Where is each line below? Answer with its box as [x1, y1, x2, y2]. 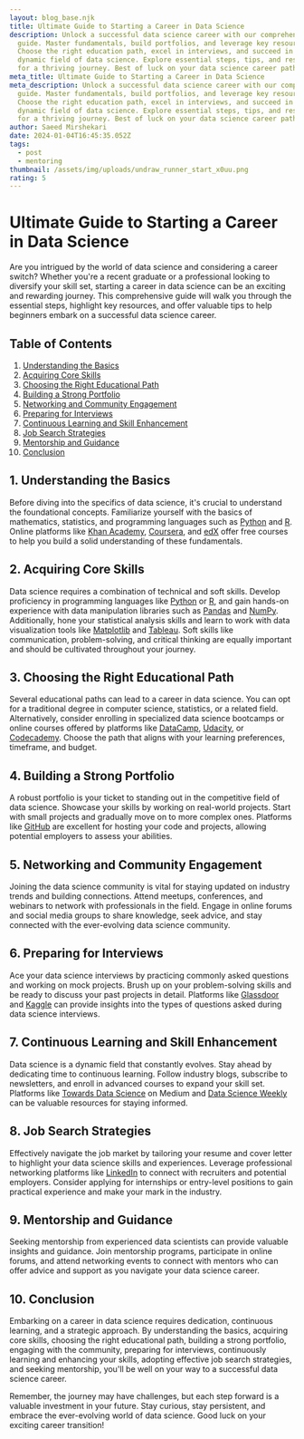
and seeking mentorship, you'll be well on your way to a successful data [9, 1364, 279, 1375]
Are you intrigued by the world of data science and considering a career [9, 262, 279, 273]
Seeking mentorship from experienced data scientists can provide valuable [9, 1236, 289, 1247]
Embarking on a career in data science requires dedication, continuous [9, 1316, 273, 1327]
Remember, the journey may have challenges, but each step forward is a [9, 1391, 280, 1402]
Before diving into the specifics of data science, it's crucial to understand [9, 497, 282, 507]
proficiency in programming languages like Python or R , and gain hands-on [9, 595, 290, 606]
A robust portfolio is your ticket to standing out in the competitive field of [9, 792, 280, 803]
